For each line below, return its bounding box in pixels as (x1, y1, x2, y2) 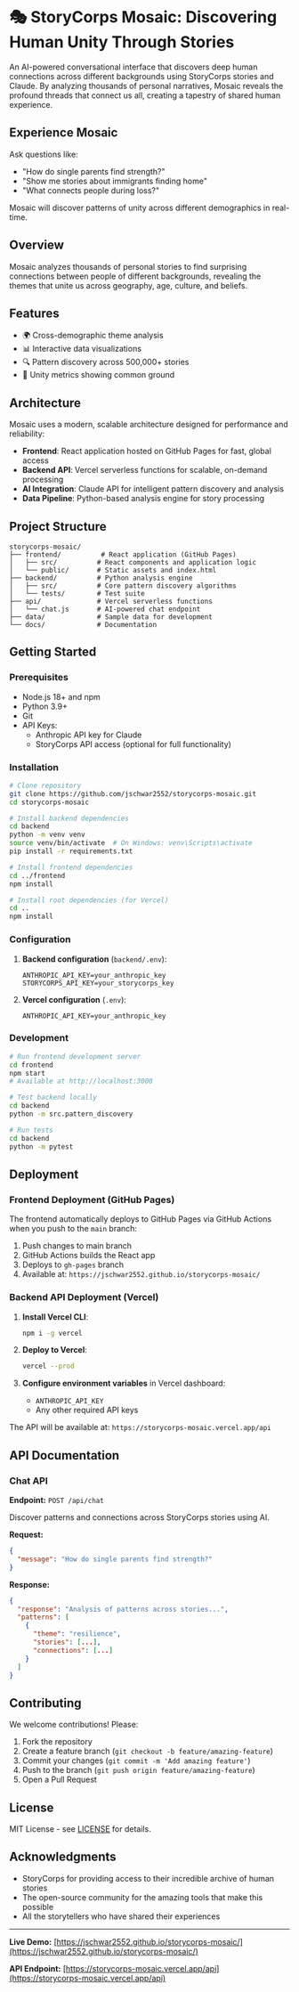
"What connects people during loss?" (21, 184, 160, 196)
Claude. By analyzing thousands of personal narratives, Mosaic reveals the (9, 80, 284, 91)
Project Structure (9, 518, 107, 534)
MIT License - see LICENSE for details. (9, 1824, 151, 1834)
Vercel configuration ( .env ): (21, 994, 127, 1004)
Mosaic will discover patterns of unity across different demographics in (9, 202, 271, 213)
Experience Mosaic (9, 126, 118, 141)
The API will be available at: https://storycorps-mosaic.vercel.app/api (9, 1422, 271, 1433)
